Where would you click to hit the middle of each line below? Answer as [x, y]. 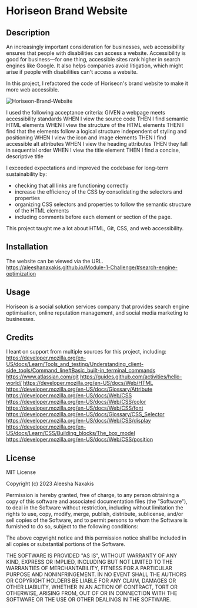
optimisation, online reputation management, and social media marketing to [97, 313]
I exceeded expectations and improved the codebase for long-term [87, 168]
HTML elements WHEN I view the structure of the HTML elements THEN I [95, 125]
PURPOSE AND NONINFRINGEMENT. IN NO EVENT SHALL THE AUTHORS [96, 574]
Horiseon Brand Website [67, 11]
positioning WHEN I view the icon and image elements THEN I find [86, 138]
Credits [20, 338]
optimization [21, 273]
